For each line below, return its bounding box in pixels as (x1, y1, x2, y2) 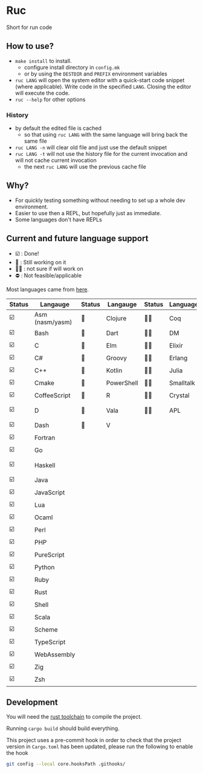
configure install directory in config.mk (24, 63, 120, 71)
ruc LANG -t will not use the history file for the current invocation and (14, 150, 188, 158)
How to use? (6, 41, 54, 51)
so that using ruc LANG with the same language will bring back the (24, 131, 188, 138)
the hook (6, 749, 28, 757)
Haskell (34, 461, 56, 469)
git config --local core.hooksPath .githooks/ (6, 761, 126, 768)
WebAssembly (34, 650, 76, 659)
